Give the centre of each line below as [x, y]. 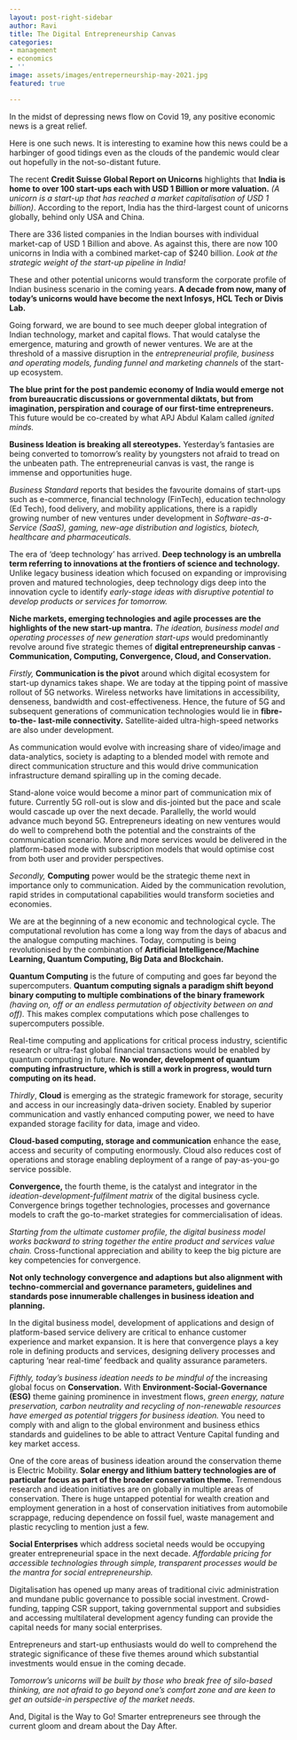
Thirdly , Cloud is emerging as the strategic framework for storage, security [146, 1095]
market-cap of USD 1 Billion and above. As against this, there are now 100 [144, 243]
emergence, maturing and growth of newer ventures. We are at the [131, 343]
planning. [27, 1305]
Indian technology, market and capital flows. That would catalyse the [135, 335]
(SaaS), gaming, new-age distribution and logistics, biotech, [149, 527]
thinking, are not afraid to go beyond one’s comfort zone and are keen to [143, 1689]
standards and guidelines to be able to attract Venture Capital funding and [144, 1434]
